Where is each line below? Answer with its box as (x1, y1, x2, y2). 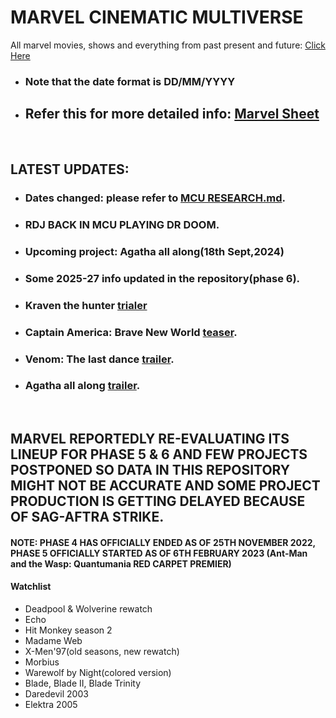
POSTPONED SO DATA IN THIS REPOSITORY (10, 462, 291, 479)
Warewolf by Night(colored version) (24, 667, 172, 678)
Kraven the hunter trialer (24, 298, 148, 312)
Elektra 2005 (24, 699, 78, 710)
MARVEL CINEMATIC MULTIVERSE (10, 6, 304, 29)
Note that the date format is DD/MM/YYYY (24, 74, 236, 88)
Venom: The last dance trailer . (24, 352, 175, 366)
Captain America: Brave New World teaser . (24, 325, 238, 339)
